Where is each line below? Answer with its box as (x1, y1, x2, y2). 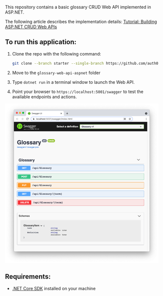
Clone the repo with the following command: (12, 51, 101, 56)
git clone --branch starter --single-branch (12, 61, 104, 66)
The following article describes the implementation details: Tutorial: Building (5, 19, 157, 24)
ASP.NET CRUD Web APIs (5, 24, 57, 30)
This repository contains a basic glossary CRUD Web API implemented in (5, 4, 151, 10)
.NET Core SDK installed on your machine (12, 285, 96, 291)
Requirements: (5, 273, 51, 281)
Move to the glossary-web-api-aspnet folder (12, 70, 101, 75)
